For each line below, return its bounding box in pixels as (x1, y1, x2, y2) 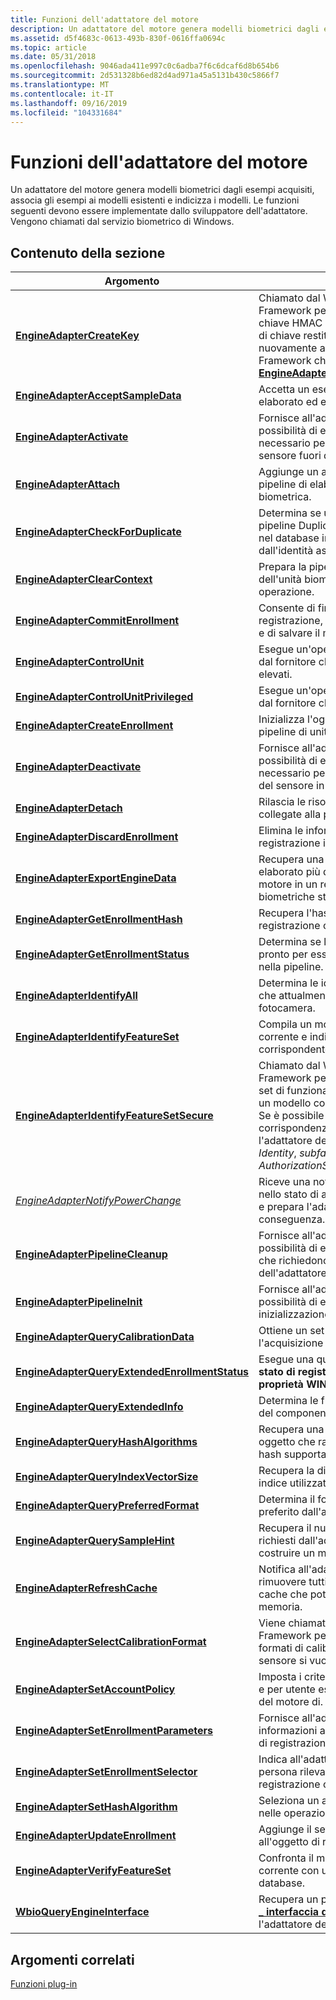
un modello (258, 1096, 312, 1110)
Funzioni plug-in (10, 1977, 78, 1990)
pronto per (258, 947, 308, 961)
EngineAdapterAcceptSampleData (15, 389, 182, 403)
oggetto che (258, 1435, 316, 1449)
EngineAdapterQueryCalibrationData (15, 1330, 195, 1344)
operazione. (258, 585, 315, 599)
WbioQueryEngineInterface (15, 1905, 150, 1919)
